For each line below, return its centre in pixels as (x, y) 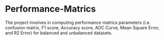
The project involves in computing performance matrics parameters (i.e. (78, 22)
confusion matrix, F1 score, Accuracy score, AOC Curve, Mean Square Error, (82, 27)
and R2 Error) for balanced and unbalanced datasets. (59, 33)
